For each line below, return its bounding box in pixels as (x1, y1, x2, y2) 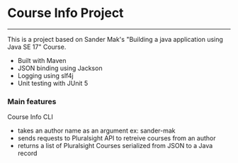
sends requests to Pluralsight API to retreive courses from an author (17, 134, 216, 142)
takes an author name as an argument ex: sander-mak (17, 126, 176, 135)
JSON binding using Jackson (17, 64, 103, 72)
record (17, 149, 38, 157)
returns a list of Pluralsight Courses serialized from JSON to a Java (17, 142, 213, 150)
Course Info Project (7, 5, 124, 21)
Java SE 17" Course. (7, 43, 67, 51)
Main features (7, 96, 57, 106)
